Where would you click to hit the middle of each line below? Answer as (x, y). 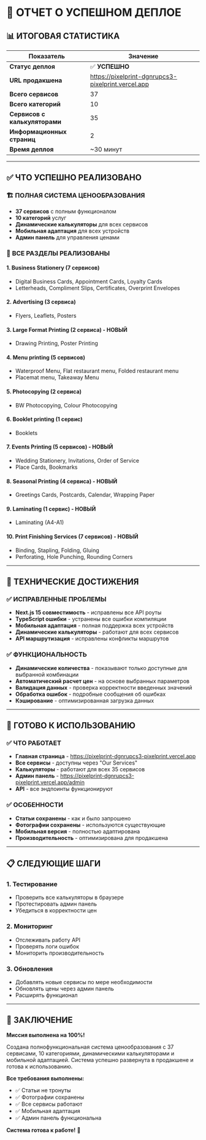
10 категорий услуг (41, 218)
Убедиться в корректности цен (56, 911)
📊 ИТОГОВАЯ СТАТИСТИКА (63, 36)
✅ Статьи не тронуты (43, 1090)
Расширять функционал (46, 995)
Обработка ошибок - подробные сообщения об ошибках (90, 694)
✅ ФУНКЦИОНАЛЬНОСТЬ (47, 655)
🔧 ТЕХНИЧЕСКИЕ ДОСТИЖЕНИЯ (73, 582)
